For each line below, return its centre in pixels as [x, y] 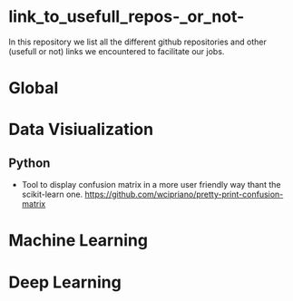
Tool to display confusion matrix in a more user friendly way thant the [151, 185]
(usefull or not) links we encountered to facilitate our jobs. [117, 51]
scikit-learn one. [52, 194]
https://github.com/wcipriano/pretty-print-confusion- [184, 194]
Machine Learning [78, 241]
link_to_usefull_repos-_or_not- [127, 17]
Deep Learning [65, 282]
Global [34, 88]
